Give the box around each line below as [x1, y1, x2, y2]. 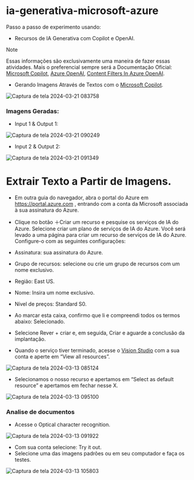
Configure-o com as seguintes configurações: [14, 238, 126, 245]
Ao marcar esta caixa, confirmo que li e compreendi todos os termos [14, 312, 180, 319]
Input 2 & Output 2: [14, 143, 61, 150]
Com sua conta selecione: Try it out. [14, 444, 102, 451]
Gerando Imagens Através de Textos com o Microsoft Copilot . [14, 81, 164, 88]
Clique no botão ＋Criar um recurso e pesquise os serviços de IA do [14, 219, 179, 226]
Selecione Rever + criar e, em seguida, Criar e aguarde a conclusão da [14, 329, 185, 337]
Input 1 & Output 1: [14, 120, 58, 127]
